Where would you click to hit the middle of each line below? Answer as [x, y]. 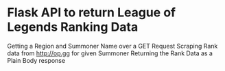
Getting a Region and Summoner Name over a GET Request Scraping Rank [113, 46]
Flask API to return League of [92, 13]
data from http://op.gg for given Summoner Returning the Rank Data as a [110, 53]
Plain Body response [36, 60]
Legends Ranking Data [73, 27]
